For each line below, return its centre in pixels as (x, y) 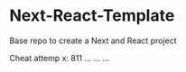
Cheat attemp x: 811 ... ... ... (60, 58)
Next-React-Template (92, 16)
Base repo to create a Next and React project (93, 40)
